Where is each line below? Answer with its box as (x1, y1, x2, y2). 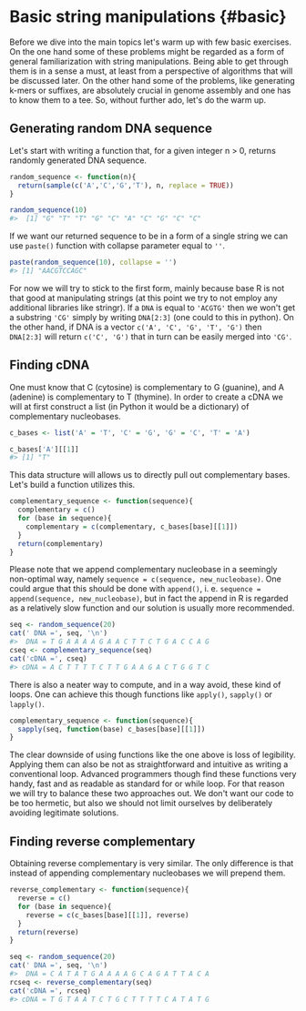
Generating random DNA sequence (9, 121, 212, 136)
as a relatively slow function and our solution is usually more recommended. (9, 602, 295, 613)
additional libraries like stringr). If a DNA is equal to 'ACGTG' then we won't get (9, 302, 296, 313)
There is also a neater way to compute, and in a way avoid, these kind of (9, 679, 281, 690)
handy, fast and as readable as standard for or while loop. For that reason (9, 778, 285, 789)
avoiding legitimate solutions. (9, 807, 119, 818)
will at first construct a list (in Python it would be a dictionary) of (9, 400, 250, 411)
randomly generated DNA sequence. (9, 155, 148, 166)
